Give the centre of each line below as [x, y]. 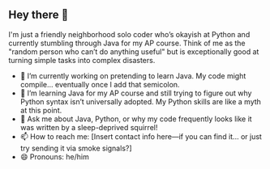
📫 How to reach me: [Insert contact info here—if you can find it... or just [141, 136]
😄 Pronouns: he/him [54, 156]
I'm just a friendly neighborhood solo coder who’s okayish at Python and [129, 34]
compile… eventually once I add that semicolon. [100, 84]
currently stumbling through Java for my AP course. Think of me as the [127, 43]
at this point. [41, 110]
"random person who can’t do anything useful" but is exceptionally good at [134, 51]
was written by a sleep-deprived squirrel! [89, 127]
